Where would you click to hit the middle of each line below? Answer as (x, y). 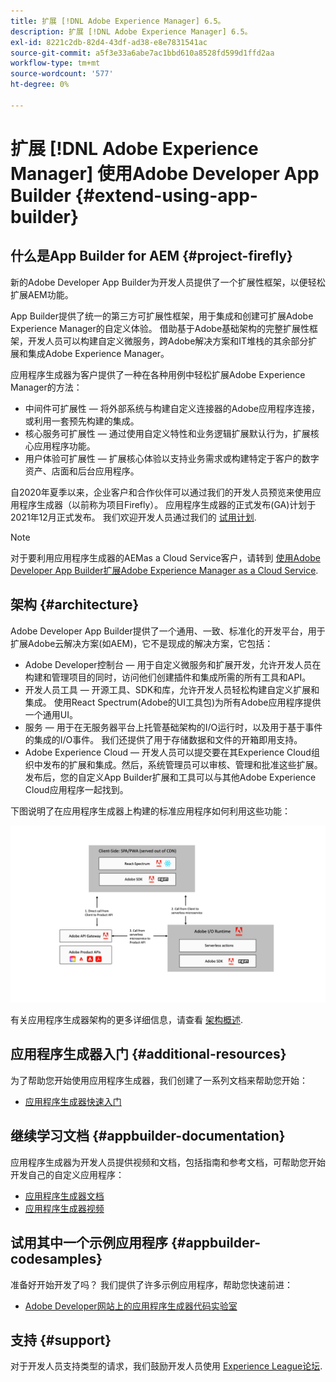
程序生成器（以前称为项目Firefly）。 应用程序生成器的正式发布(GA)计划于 (167, 504)
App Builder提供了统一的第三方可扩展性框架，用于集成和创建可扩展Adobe (162, 316)
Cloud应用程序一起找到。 (76, 789)
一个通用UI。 (51, 714)
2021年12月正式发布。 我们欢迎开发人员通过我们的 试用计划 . (133, 517)
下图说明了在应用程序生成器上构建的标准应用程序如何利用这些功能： (150, 811)
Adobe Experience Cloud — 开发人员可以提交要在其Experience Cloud (168, 752)
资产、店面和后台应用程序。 (82, 471)
